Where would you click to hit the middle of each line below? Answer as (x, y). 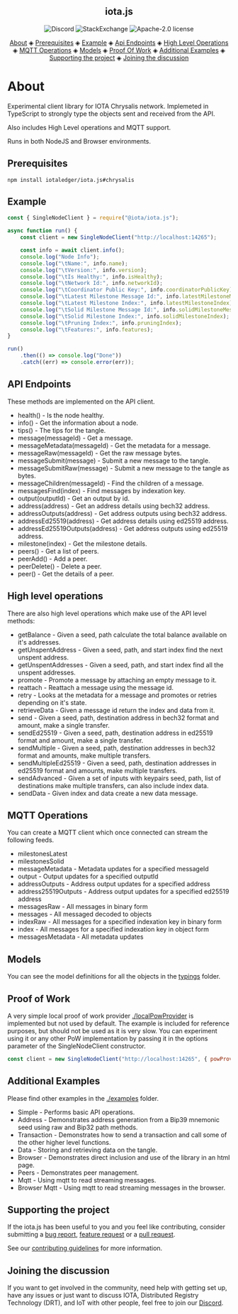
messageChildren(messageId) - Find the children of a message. (110, 483)
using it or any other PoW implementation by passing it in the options (108, 1038)
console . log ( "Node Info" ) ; (60, 257)
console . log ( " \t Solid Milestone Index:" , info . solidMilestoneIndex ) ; (125, 316)
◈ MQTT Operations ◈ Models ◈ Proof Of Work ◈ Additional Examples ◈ (119, 50)
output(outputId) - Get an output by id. (73, 498)
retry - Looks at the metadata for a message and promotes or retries (117, 695)
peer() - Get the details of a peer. (66, 573)
